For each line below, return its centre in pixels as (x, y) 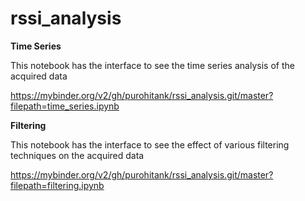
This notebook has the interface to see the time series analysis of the (152, 65)
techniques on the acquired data (77, 155)
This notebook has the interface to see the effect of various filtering (150, 144)
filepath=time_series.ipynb (65, 106)
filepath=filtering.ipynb (57, 185)
